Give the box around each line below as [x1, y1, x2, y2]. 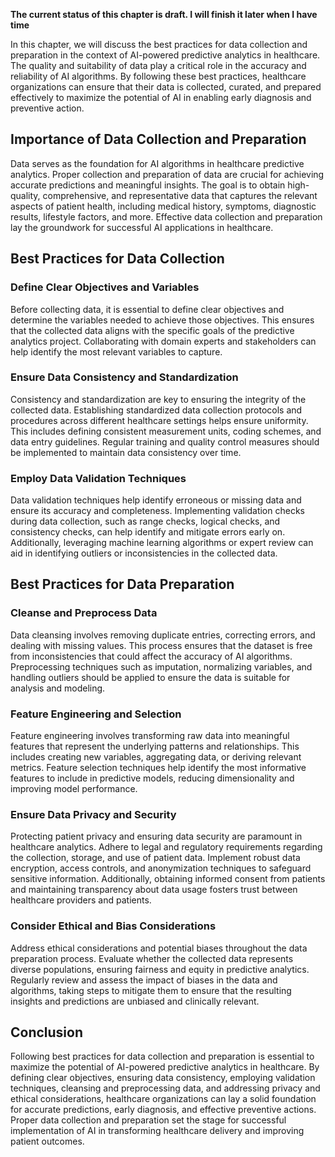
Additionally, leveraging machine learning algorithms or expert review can [10, 537, 314, 549]
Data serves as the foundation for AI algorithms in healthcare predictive [10, 157, 305, 169]
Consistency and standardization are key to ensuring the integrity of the [10, 393, 307, 405]
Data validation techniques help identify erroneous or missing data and [10, 494, 302, 506]
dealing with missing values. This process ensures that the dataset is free [10, 639, 313, 651]
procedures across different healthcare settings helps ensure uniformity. [10, 414, 309, 426]
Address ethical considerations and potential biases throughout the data [10, 942, 308, 954]
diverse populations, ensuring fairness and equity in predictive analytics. [10, 963, 310, 975]
